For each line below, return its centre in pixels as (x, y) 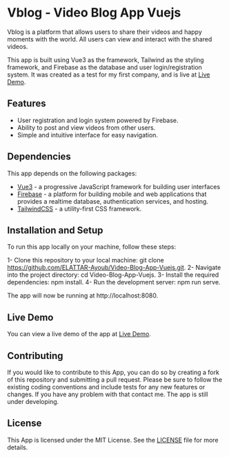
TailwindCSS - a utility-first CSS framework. (79, 208)
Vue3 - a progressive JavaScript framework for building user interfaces (119, 186)
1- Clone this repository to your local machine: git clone (86, 260)
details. (18, 447)
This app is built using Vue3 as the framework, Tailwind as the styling (106, 59)
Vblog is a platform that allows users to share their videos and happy (104, 32)
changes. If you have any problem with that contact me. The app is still (108, 394)
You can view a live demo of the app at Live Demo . (79, 334)
